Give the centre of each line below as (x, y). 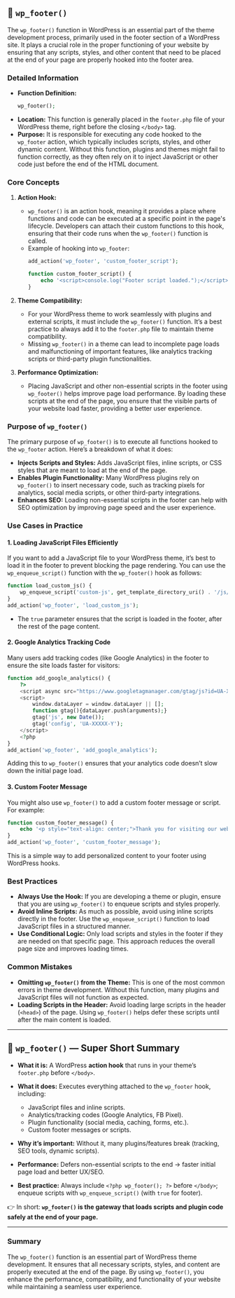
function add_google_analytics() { (59, 678)
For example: (26, 810)
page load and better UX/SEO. (61, 1172)
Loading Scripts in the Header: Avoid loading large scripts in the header (121, 1005)
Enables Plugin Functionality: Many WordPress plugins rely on (108, 478)
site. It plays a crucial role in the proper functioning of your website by (108, 45)
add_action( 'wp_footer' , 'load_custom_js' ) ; (73, 605)
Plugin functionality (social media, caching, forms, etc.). (108, 1122)
